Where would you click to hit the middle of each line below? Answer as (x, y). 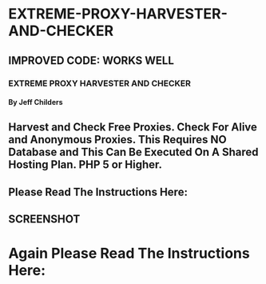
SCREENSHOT (44, 220)
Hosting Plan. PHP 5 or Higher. (85, 165)
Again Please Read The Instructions (129, 254)
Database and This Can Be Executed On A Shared (133, 152)
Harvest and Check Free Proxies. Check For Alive (133, 128)
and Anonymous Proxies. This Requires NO (117, 140)
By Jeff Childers (36, 102)
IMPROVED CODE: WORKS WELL (91, 60)
